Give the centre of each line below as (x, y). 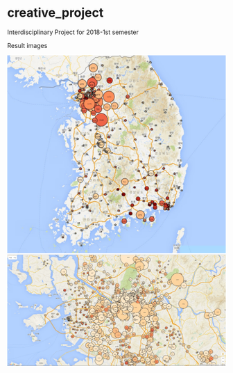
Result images (27, 45)
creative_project (55, 13)
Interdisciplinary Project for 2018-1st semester (73, 32)
